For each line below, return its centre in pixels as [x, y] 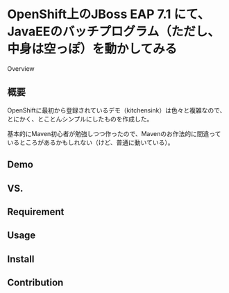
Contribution [35, 283]
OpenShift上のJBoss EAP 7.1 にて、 [109, 14]
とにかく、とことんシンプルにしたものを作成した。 [80, 119]
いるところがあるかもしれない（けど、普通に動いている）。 [91, 142]
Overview [21, 68]
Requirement [36, 211]
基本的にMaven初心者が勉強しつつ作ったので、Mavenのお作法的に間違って [114, 133]
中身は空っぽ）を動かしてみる [92, 49]
